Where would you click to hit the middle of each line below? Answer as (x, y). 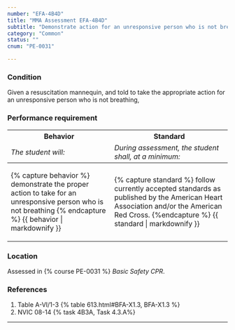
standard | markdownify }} (157, 223)
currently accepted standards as (168, 188)
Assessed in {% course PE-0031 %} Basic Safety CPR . (86, 271)
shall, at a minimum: (147, 157)
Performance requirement (52, 118)
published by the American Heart (169, 197)
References (27, 289)
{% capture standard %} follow (165, 180)
